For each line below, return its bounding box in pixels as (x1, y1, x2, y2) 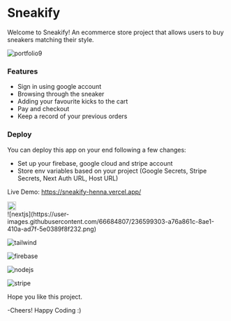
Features (7, 66, 38, 76)
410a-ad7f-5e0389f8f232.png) (7, 224, 96, 233)
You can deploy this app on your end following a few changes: (7, 145, 186, 154)
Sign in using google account (17, 83, 102, 91)
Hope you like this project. (7, 292, 82, 301)
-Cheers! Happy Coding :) (7, 306, 82, 314)
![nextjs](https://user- (7, 210, 70, 218)
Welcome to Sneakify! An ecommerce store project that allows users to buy (7, 28, 225, 36)
